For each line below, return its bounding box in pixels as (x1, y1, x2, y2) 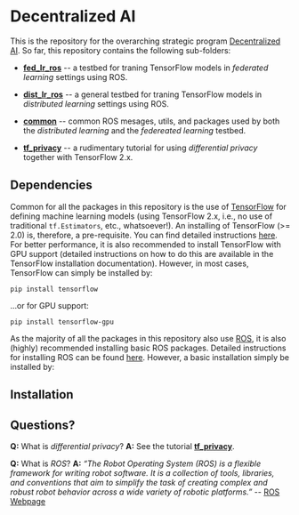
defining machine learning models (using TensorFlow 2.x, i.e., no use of (10, 211, 273, 221)
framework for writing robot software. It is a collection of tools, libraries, (10, 467, 275, 478)
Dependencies (10, 178, 93, 193)
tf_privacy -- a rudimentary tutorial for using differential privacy (22, 142, 258, 153)
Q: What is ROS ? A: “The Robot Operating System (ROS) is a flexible (10, 458, 262, 469)
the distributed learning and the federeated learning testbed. (22, 125, 246, 135)
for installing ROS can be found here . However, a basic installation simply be (10, 351, 290, 362)
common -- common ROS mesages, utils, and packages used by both (22, 116, 280, 126)
